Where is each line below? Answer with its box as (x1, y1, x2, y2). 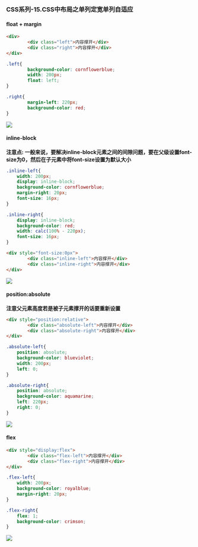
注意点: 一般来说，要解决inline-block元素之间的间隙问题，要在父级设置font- (6, 148, 193, 155)
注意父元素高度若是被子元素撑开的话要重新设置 (6, 305, 120, 312)
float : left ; (27, 77, 60, 84)
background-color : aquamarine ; (17, 393, 94, 399)
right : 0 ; (17, 405, 41, 411)
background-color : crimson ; (17, 518, 86, 524)
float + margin (6, 20, 42, 27)
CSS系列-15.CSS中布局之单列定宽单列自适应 (6, 5, 133, 13)
